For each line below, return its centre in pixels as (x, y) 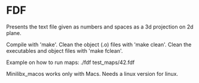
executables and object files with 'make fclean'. (65, 50)
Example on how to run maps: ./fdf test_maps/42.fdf (71, 62)
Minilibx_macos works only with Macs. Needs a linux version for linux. (92, 74)
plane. (14, 33)
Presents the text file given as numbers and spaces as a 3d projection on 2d (100, 27)
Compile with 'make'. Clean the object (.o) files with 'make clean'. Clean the (99, 44)
